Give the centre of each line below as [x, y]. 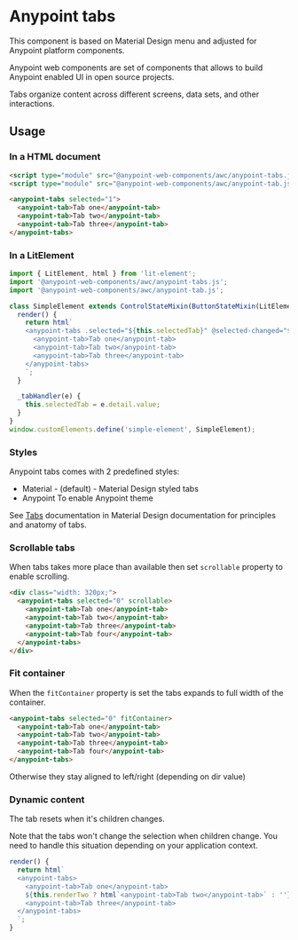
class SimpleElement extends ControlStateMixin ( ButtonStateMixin [132, 306]
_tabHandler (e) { [49, 397]
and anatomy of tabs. [48, 525]
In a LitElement [42, 255]
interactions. [32, 103]
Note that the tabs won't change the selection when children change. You [143, 836]
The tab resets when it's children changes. [87, 819]
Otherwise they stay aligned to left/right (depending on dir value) [128, 776]
